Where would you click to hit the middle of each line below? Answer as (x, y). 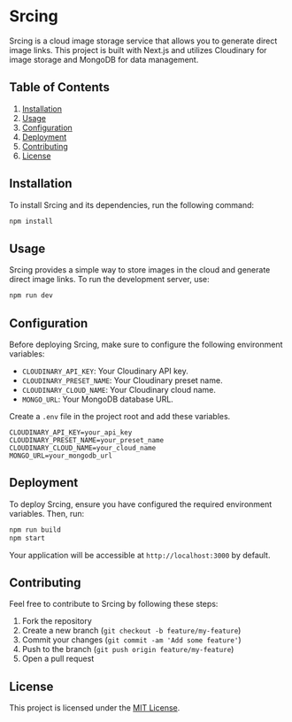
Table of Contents (60, 87)
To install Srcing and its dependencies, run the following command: (132, 204)
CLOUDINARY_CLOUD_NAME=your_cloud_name (83, 448)
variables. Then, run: (47, 513)
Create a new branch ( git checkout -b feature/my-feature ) (131, 631)
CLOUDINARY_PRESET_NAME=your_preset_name (87, 440)
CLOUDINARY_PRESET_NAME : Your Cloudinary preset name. (122, 380)
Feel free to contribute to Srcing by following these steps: (114, 604)
